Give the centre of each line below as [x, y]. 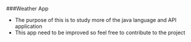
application [29, 26]
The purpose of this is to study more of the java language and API [96, 20]
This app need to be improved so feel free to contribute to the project [100, 33]
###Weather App [27, 9]
